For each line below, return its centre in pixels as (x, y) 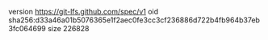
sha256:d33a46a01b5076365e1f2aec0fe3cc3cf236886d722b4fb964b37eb (134, 20)
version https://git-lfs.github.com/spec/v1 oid (84, 12)
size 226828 (68, 28)
